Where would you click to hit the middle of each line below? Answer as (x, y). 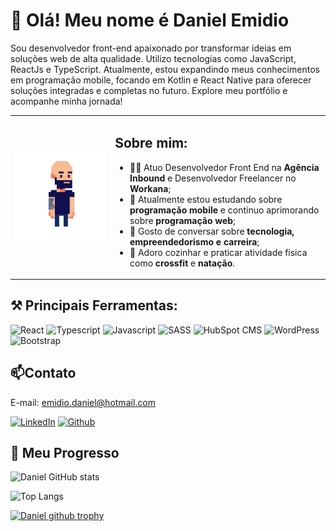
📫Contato (43, 373)
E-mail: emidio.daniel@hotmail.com (83, 402)
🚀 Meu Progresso (65, 453)
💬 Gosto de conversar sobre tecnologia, (212, 231)
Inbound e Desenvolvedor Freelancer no (213, 178)
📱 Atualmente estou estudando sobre (206, 199)
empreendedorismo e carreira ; (194, 241)
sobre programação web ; (182, 220)
